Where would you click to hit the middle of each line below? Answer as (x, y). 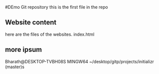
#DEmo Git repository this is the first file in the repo (57, 7)
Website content (31, 22)
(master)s (15, 67)
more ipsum (24, 50)
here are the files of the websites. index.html (50, 34)
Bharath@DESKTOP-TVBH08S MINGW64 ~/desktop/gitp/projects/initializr (80, 61)
